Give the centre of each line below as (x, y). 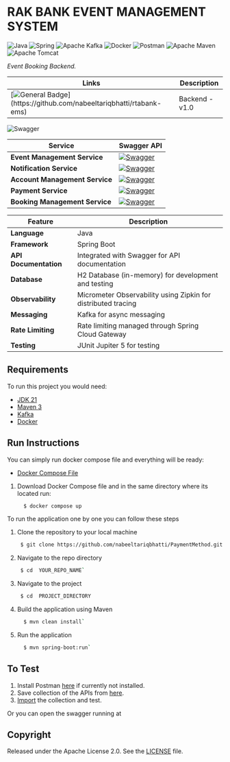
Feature (40, 222)
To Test (23, 669)
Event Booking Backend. (42, 66)
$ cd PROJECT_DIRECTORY (55, 596)
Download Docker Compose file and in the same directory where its (113, 486)
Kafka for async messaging (122, 314)
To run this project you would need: (57, 386)
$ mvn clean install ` (54, 622)
